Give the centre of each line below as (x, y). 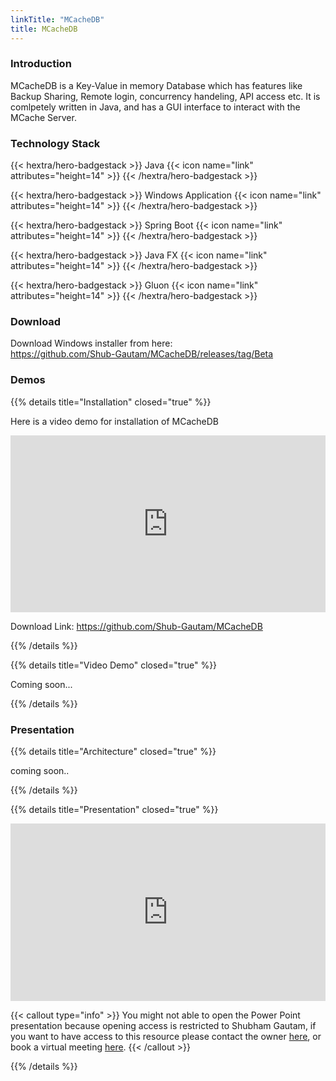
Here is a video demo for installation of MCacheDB (114, 421)
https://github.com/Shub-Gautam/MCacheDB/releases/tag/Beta (142, 354)
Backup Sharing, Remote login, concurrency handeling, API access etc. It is (165, 96)
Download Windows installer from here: (91, 343)
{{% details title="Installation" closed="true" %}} (111, 402)
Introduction (41, 64)
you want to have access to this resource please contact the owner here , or (166, 1036)
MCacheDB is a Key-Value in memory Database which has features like (156, 85)
